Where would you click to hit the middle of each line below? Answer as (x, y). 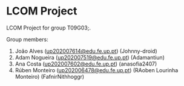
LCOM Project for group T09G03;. (48, 28)
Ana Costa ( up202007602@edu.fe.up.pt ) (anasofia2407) (86, 64)
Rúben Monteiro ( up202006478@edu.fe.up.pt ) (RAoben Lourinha (97, 70)
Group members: (27, 39)
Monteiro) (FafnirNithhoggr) (50, 76)
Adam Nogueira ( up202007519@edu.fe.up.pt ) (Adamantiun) (90, 57)
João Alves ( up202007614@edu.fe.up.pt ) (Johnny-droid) (86, 51)
